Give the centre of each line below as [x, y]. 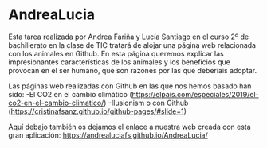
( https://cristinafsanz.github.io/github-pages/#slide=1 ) [98, 111]
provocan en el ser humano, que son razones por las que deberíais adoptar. [133, 70]
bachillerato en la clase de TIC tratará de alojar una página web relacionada [132, 45]
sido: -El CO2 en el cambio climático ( [71, 94]
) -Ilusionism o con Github [146, 103]
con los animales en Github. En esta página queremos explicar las [116, 53]
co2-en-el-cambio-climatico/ [56, 103]
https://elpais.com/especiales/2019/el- [195, 94]
